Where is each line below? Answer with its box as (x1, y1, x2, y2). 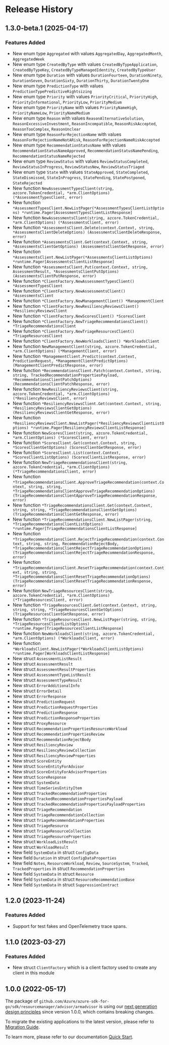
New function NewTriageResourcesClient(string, (12, 587, 115, 594)
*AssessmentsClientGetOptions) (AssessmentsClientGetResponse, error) (12, 244, 164, 249)
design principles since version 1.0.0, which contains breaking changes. (5, 1009, 155, 1015)
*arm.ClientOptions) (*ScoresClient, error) (12, 435, 108, 440)
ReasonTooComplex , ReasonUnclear (12, 126, 81, 132)
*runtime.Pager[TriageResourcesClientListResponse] (12, 626, 124, 631)
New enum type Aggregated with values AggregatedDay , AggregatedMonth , (12, 50, 163, 56)
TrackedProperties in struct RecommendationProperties (12, 866, 125, 872)
